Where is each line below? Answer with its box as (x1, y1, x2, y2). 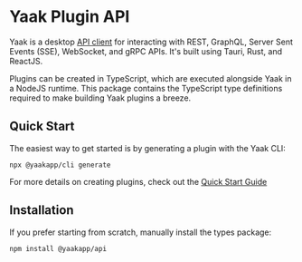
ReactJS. (9, 55, 43, 66)
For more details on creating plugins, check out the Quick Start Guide (9, 176, 268, 187)
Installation (9, 202, 74, 218)
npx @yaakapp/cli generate (9, 160, 111, 170)
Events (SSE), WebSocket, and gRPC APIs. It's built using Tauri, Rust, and (9, 45, 283, 56)
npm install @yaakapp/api (9, 244, 107, 253)
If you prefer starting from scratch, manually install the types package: (9, 227, 272, 238)
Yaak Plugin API (9, 6, 130, 27)
